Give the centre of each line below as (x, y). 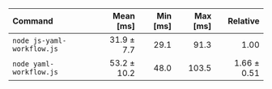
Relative (244, 21)
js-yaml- (50, 41)
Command (33, 21)
